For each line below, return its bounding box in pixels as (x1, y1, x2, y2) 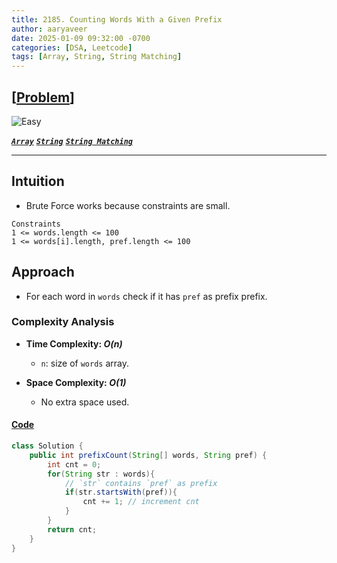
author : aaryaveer (11, 24, 88, 34)
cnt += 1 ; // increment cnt (82, 497, 200, 507)
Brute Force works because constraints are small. (25, 199, 231, 211)
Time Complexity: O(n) (25, 337, 123, 350)
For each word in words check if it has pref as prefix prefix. (25, 290, 268, 302)
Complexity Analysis (11, 315, 115, 329)
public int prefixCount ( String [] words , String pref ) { (29, 450, 268, 460)
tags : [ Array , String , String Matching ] (11, 52, 183, 62)
